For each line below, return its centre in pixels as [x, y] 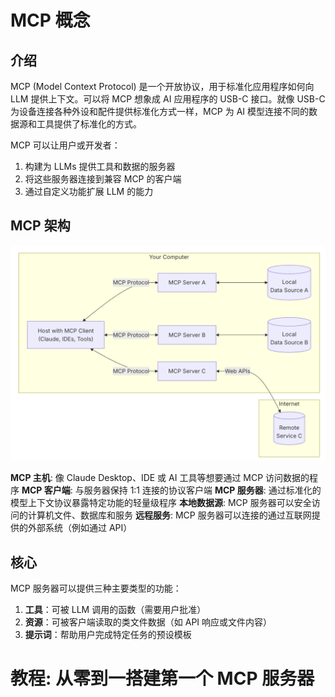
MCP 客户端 [46, 490]
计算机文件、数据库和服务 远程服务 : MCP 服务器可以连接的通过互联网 [169, 515]
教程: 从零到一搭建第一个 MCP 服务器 [162, 678]
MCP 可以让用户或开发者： [65, 145]
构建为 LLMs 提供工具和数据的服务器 [100, 166]
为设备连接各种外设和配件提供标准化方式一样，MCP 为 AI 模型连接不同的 [160, 111]
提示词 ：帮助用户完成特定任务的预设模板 [108, 635]
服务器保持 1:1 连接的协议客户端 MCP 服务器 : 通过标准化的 [202, 490]
